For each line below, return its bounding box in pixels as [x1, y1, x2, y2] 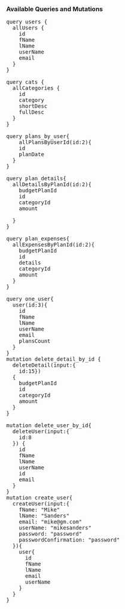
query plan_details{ [6, 175, 67, 182]
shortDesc [19, 103, 48, 110]
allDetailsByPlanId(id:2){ [12, 181, 92, 188]
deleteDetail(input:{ [12, 362, 76, 369]
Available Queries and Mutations [6, 5, 103, 13]
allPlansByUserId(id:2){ [19, 139, 92, 146]
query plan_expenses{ [6, 236, 70, 242]
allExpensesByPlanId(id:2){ [12, 242, 95, 248]
